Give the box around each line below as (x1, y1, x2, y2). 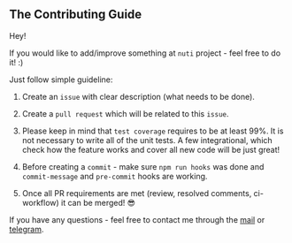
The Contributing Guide (9, 7, 142, 22)
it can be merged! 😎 (60, 197, 135, 208)
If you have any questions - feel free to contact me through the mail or (9, 214, 265, 224)
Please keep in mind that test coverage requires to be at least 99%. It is (21, 125, 284, 136)
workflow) (21, 197, 59, 208)
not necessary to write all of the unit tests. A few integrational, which (21, 134, 273, 145)
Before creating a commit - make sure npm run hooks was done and (21, 161, 265, 171)
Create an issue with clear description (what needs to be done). (21, 91, 255, 102)
